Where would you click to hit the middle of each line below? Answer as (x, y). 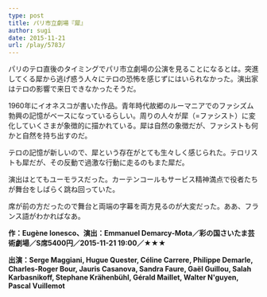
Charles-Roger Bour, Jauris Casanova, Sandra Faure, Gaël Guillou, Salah (130, 269)
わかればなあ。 (60, 217)
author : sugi (30, 30)
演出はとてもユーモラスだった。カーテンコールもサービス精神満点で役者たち (133, 179)
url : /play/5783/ (37, 45)
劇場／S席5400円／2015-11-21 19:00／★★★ (90, 243)
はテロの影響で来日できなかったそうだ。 (74, 89)
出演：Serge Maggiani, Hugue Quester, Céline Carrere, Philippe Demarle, (131, 260)
